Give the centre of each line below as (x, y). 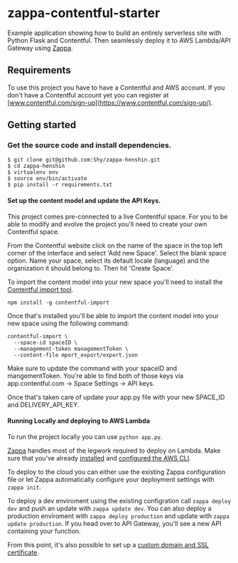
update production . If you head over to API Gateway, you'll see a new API (114, 523)
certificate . (23, 552)
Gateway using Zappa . (40, 48)
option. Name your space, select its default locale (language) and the (108, 261)
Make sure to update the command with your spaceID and (92, 368)
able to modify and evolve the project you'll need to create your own (107, 224)
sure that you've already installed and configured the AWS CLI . (99, 458)
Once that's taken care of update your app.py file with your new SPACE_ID (116, 397)
